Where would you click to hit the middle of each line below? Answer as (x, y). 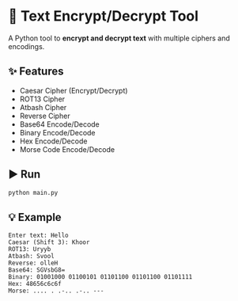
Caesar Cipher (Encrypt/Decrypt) (74, 90)
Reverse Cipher (45, 116)
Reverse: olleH (33, 263)
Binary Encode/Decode (58, 132)
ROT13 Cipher (42, 99)
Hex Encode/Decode (53, 141)
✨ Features (36, 72)
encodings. (26, 46)
